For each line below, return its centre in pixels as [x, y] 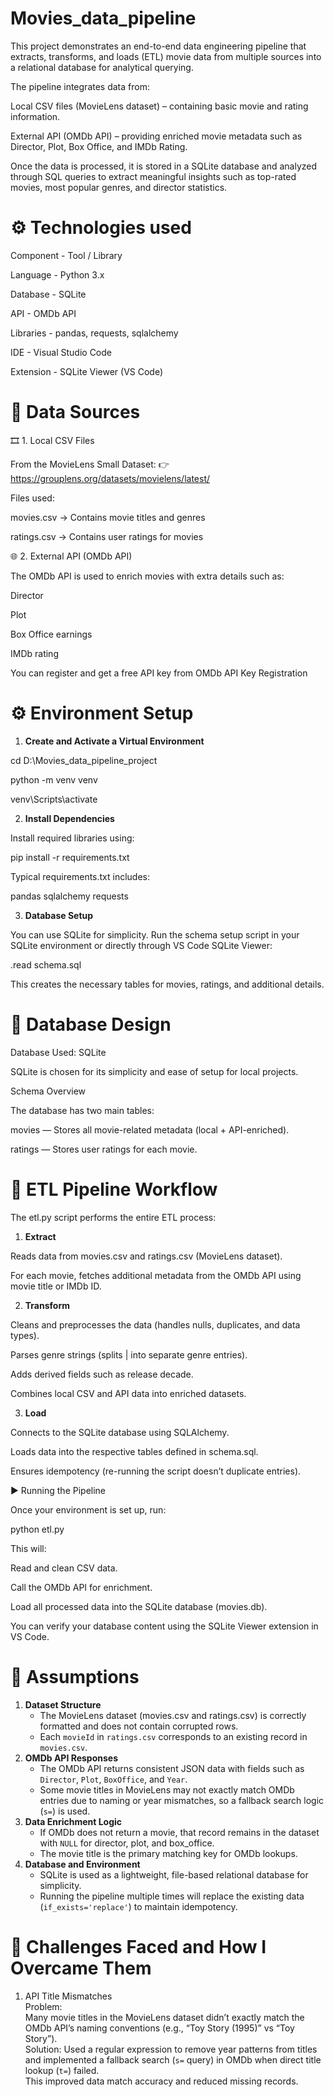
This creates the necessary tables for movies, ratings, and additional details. [167, 984]
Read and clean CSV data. [64, 1568]
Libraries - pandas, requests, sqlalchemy [94, 333]
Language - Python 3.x [57, 274]
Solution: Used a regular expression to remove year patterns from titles [171, 2049]
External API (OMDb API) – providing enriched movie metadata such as [156, 136]
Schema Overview [48, 1091]
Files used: [32, 498]
